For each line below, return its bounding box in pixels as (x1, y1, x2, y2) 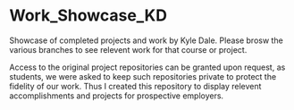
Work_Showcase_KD (9, 5, 168, 26)
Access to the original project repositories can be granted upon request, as (9, 62, 286, 72)
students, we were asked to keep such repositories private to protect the (9, 71, 277, 81)
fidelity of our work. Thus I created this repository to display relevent (9, 80, 262, 91)
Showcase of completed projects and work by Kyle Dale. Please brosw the (9, 35, 283, 46)
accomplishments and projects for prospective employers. (9, 90, 224, 101)
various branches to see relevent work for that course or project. (9, 44, 248, 55)
